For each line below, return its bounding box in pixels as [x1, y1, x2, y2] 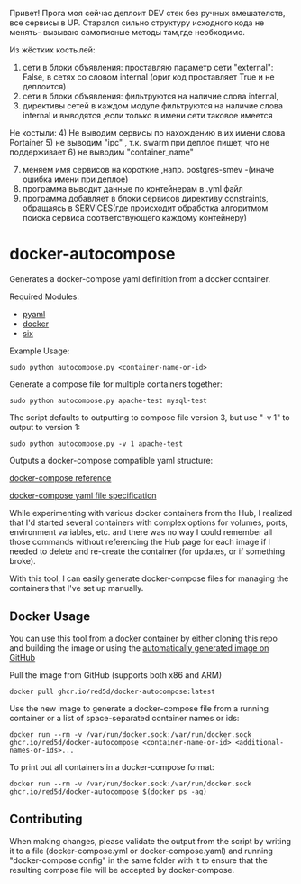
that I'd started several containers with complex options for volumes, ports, [9, 517, 288, 528]
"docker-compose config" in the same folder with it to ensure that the [9, 854, 268, 866]
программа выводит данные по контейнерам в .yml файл [22, 183, 243, 193]
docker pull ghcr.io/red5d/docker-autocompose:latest [9, 687, 216, 696]
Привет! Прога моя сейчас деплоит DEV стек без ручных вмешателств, [9, 8, 286, 18]
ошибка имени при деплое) [22, 174, 129, 184]
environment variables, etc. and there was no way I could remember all [9, 526, 273, 537]
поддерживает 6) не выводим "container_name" [9, 146, 194, 157]
